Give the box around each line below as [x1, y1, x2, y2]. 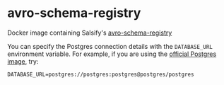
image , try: [7, 57, 39, 65]
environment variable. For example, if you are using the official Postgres [7, 50, 217, 58]
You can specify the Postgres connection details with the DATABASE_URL [7, 42, 213, 50]
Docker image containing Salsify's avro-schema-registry [7, 28, 172, 37]
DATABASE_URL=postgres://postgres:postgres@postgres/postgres [7, 71, 194, 78]
